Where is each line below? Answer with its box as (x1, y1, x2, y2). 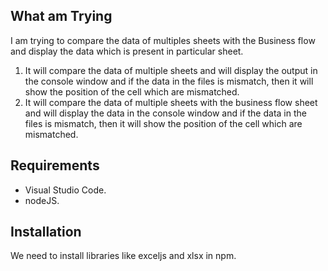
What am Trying (10, 8, 113, 25)
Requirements (10, 157, 100, 174)
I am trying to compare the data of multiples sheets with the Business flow (10, 34, 316, 46)
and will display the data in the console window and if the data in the (24, 107, 307, 119)
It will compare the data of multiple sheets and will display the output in (24, 64, 318, 76)
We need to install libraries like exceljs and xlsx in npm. (10, 250, 237, 262)
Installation (10, 224, 82, 241)
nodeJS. (24, 194, 60, 206)
